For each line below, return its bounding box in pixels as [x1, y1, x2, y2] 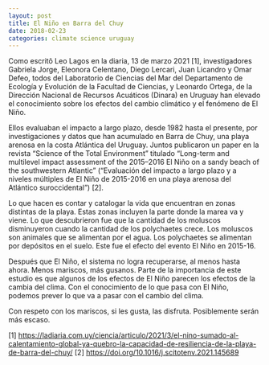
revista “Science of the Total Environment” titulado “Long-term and [8, 149, 230, 158]
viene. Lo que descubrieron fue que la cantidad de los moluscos [8, 215, 221, 225]
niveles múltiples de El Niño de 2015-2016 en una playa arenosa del [8, 174, 231, 184]
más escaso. [8, 315, 51, 325]
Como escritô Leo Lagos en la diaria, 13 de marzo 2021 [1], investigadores [8, 56, 253, 66]
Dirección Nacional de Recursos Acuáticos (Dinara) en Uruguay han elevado [8, 90, 261, 100]
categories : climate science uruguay [8, 34, 135, 43]
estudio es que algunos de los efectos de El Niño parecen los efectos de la [8, 274, 255, 284]
